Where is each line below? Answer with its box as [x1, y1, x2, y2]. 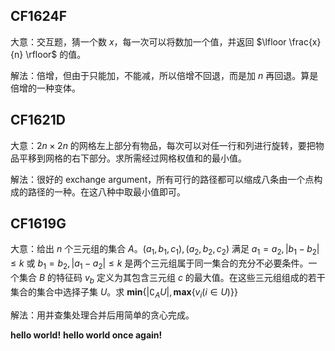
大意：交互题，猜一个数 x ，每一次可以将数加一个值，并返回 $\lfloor [10, 35, 287, 48]
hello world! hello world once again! [10, 329, 163, 341]
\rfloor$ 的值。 [25, 48, 87, 60]
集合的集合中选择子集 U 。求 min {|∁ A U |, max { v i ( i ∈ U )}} [10, 285, 238, 300]
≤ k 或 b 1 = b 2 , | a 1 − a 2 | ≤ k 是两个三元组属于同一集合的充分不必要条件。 [10, 257, 309, 272]
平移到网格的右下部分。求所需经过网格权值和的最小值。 [18, 152, 247, 164]
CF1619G [10, 215, 67, 233]
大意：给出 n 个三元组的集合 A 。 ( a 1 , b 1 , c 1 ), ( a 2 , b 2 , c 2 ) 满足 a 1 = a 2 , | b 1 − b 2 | [10, 243, 320, 258]
